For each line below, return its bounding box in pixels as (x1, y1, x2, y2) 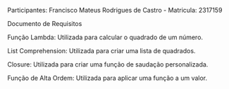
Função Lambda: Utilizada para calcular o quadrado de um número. (7, 33, 203, 41)
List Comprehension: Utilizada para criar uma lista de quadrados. (7, 47, 196, 55)
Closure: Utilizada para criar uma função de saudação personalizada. (7, 60, 209, 69)
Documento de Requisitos (7, 20, 82, 27)
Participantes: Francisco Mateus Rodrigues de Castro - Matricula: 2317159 (7, 6, 223, 14)
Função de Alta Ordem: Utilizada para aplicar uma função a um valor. (7, 74, 208, 82)
